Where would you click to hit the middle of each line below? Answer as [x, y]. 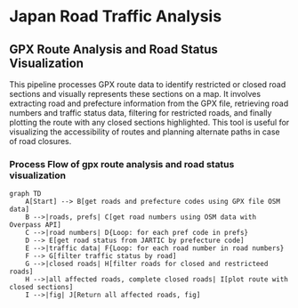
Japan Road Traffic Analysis [116, 16]
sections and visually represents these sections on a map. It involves [135, 94]
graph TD [25, 194]
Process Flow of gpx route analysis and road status [122, 164]
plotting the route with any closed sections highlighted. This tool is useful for [149, 122]
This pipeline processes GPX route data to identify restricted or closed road [148, 85]
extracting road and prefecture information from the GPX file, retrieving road [149, 103]
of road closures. [40, 141]
